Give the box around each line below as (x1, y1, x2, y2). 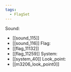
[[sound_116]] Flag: (12, 40, 51, 46)
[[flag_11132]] (12, 45, 39, 51)
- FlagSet (9, 12, 30, 17)
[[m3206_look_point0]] (12, 61, 60, 67)
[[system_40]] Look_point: (12, 56, 66, 62)
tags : (5, 7, 16, 12)
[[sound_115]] (12, 35, 40, 41)
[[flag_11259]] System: (12, 50, 58, 57)
